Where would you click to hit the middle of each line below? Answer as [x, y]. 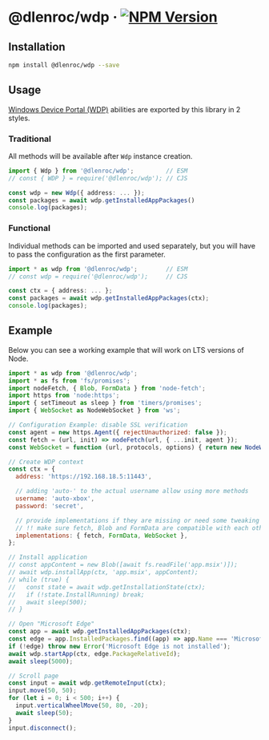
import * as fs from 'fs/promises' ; [69, 381]
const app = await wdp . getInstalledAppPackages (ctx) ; [100, 632]
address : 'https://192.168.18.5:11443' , [84, 477]
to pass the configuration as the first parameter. [87, 254]
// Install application [48, 557]
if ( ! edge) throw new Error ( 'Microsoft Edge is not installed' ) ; [119, 646]
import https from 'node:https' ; [64, 396]
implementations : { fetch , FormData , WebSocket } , [102, 536]
